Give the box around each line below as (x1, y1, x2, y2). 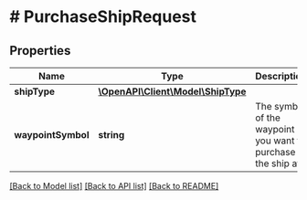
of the (255, 111, 281, 124)
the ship (255, 157, 291, 170)
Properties (9, 43, 71, 58)
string (98, 129, 125, 141)
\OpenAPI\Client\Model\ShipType (98, 85, 247, 98)
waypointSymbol (14, 129, 90, 141)
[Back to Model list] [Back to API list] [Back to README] (9, 181, 219, 191)
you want (255, 134, 295, 147)
